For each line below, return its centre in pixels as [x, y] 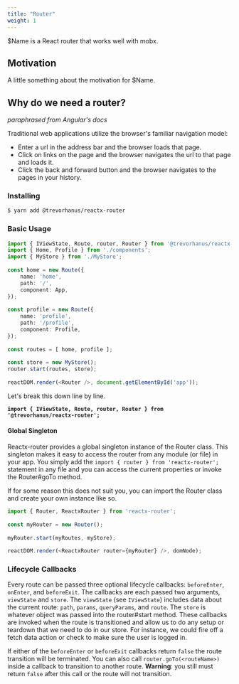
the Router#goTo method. [45, 477]
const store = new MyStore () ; [52, 363]
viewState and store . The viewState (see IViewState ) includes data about [115, 600]
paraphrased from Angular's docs [58, 120]
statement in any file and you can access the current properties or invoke [115, 469]
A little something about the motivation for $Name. [81, 80]
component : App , [44, 290]
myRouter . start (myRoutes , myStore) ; [62, 538]
